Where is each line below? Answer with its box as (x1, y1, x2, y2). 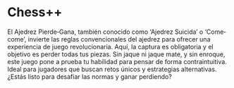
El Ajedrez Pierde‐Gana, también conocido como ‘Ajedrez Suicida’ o (7, 27, 204, 36)
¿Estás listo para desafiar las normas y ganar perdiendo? (7, 72, 173, 81)
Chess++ (7, 4, 63, 20)
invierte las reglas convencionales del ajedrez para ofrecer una (27, 34, 211, 43)
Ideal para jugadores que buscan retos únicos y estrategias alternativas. (7, 65, 217, 73)
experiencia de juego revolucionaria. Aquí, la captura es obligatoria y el (7, 42, 214, 51)
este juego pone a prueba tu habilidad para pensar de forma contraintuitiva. (7, 57, 227, 65)
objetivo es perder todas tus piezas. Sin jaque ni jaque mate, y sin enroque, (7, 50, 226, 58)
